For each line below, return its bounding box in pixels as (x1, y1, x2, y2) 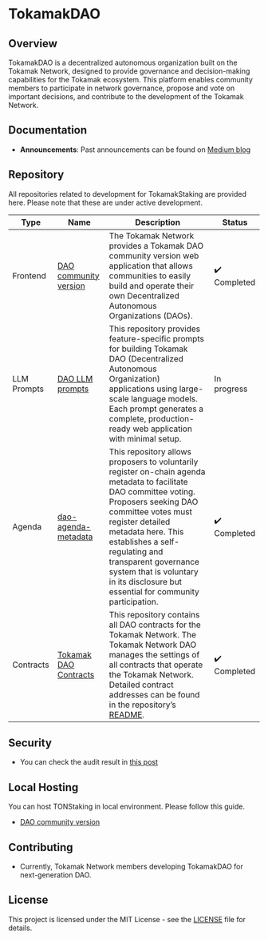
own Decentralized (108, 290, 179, 301)
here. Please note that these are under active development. (8, 198, 203, 207)
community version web (108, 250, 199, 261)
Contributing (8, 841, 73, 854)
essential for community (108, 585, 199, 597)
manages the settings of (108, 649, 200, 660)
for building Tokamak (108, 343, 188, 354)
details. (8, 923, 33, 933)
